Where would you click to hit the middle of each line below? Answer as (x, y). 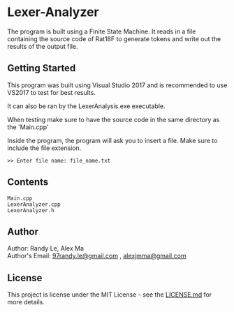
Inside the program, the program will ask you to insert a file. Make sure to (112, 140)
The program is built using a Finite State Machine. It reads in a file (102, 31)
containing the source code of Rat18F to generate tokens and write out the (114, 38)
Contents (28, 182)
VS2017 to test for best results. (52, 92)
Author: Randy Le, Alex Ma (45, 248)
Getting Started (42, 68)
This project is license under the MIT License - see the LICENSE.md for (110, 295)
